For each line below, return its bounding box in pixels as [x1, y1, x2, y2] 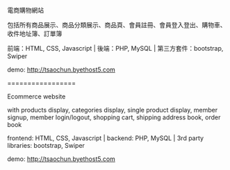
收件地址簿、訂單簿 [7, 30, 63, 37]
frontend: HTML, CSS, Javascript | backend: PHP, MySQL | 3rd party [7, 134, 204, 142]
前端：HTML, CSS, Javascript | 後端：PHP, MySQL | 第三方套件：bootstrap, [7, 44, 224, 52]
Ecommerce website [7, 92, 66, 101]
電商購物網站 [7, 6, 44, 14]
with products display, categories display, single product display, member [7, 106, 217, 114]
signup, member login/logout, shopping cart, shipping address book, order [7, 113, 221, 121]
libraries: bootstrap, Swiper [7, 142, 85, 149]
